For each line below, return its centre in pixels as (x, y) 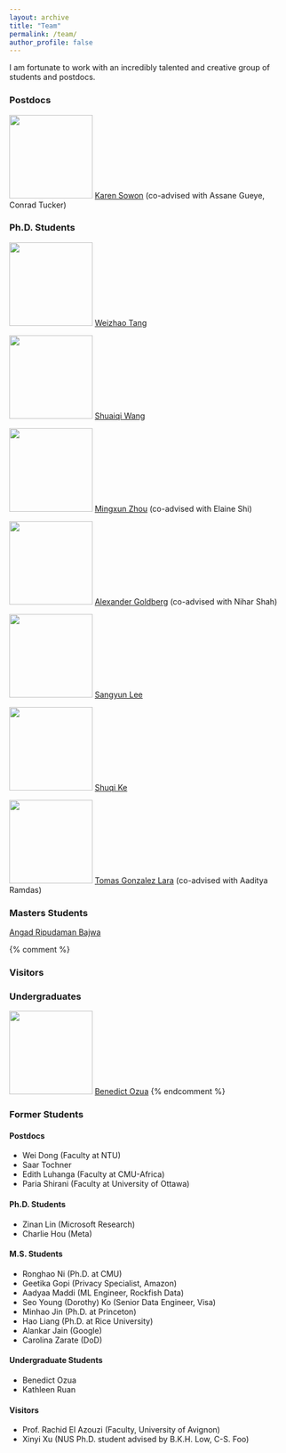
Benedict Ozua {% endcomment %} (160, 1092)
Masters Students (49, 913)
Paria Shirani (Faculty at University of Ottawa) (106, 1184)
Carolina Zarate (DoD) (62, 1340)
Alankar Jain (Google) (62, 1330)
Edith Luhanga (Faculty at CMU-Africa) (93, 1174)
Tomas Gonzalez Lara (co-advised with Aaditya (181, 880)
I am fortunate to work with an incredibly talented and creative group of (140, 68)
